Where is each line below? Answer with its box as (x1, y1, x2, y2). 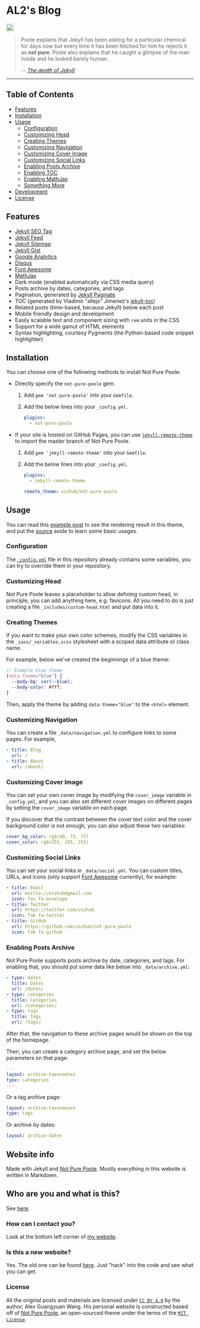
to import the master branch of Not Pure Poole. (14, 437, 130, 445)
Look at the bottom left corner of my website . (6, 1233, 117, 1240)
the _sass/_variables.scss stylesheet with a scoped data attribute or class (6, 638, 189, 645)
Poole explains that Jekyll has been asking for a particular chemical (20, 36, 186, 43)
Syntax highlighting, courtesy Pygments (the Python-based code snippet (14, 329, 194, 336)
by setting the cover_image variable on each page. (6, 804, 129, 811)
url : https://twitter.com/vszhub (11, 907, 95, 913)
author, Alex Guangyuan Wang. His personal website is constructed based (6, 1303, 189, 1310)
